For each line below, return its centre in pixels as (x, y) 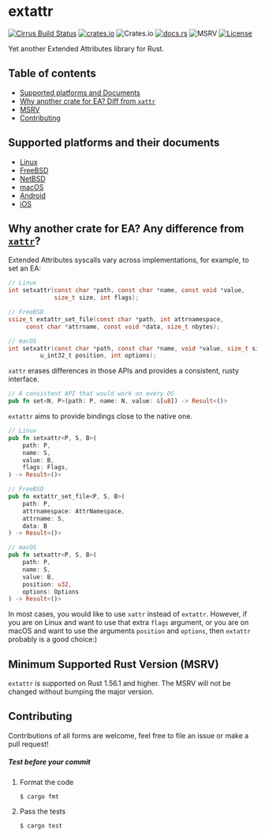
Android (32, 195)
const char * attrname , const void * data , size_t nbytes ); (123, 327)
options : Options (51, 592)
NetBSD (32, 178)
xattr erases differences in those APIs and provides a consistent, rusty (123, 371)
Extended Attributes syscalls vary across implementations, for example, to (129, 260)
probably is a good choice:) (53, 639)
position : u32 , (47, 584)
